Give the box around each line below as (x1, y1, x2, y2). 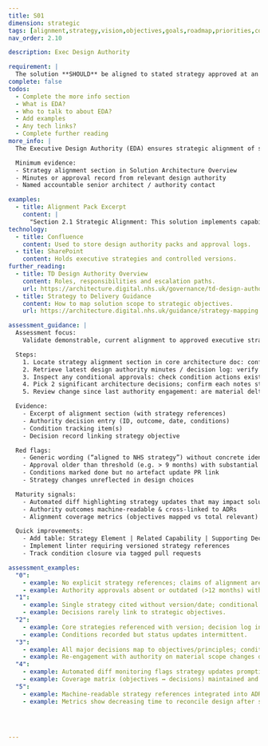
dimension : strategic (8, 19, 81, 27)
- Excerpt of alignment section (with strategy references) (22, 410, 227, 418)
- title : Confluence (15, 232, 84, 240)
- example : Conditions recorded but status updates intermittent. (22, 630, 248, 639)
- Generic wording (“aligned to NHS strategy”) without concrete (22, 454, 245, 462)
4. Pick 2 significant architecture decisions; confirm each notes (22, 380, 251, 388)
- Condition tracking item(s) (22, 424, 124, 432)
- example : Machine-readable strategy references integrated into (22, 690, 248, 698)
